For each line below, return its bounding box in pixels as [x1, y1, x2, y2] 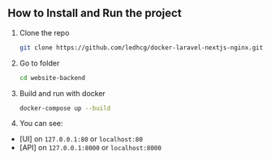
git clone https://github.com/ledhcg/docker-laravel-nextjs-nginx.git [19, 44, 264, 52]
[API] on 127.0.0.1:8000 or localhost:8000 [19, 143, 161, 153]
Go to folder [19, 58, 60, 68]
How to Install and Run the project [7, 6, 182, 20]
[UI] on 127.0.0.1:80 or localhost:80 [19, 134, 144, 144]
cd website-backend [19, 74, 86, 82]
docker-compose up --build [19, 104, 111, 112]
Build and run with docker [19, 88, 106, 98]
